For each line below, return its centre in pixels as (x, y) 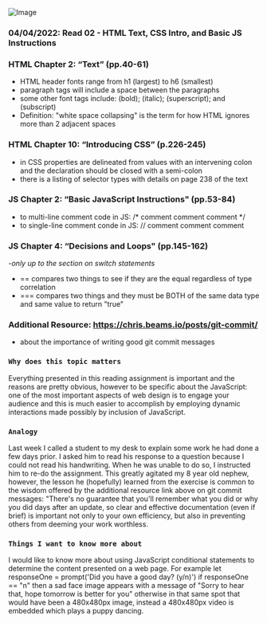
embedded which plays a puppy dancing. (76, 611)
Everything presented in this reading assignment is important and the (122, 378)
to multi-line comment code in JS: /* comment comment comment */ (132, 217)
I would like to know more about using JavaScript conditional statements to (132, 560)
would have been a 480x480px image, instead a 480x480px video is (121, 602)
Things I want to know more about (75, 543)
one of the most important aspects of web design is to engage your (119, 395)
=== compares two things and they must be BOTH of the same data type (139, 296)
